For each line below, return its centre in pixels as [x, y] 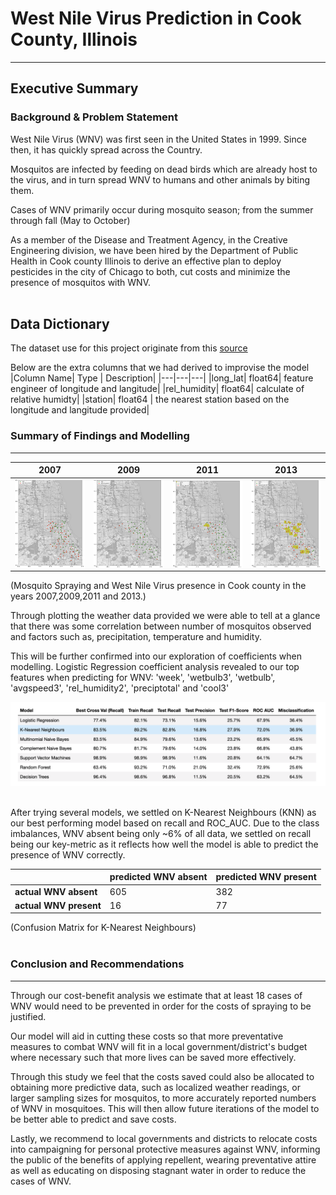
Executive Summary [74, 88]
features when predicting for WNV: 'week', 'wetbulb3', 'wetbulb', [143, 677]
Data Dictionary [60, 324]
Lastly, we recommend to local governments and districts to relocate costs [164, 1138]
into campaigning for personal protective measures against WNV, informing [165, 1149]
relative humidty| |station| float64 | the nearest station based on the [150, 399]
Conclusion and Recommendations [97, 964]
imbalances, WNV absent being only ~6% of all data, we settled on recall [161, 833]
